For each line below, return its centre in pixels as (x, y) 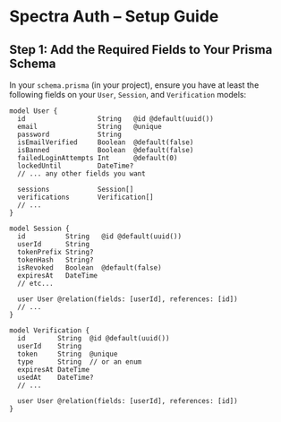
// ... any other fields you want (81, 174)
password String (70, 134)
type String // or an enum (80, 362)
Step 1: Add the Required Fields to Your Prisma (141, 50)
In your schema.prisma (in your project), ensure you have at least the (134, 85)
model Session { (39, 228)
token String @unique (68, 354)
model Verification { (50, 331)
